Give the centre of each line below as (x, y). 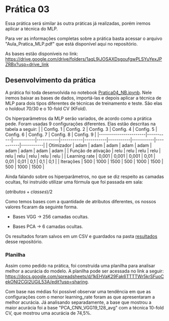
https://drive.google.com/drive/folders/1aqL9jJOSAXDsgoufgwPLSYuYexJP (84, 59)
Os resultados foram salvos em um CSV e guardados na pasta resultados (81, 236)
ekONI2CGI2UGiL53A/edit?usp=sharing (47, 282)
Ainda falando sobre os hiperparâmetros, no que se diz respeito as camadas (84, 176)
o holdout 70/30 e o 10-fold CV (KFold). (46, 108)
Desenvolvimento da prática (50, 80)
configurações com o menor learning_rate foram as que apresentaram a (80, 297)
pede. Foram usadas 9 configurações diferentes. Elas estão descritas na (80, 124)
